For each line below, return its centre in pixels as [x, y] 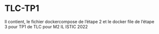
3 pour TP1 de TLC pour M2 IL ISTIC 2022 [46, 26]
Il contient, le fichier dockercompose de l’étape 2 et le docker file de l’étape [79, 22]
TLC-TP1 [22, 8]
